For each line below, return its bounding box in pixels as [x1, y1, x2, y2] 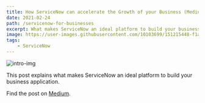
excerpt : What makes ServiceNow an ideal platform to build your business [6, 26, 201, 32]
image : [6, 32, 23, 38]
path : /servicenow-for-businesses [6, 20, 95, 26]
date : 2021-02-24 [6, 15, 51, 21]
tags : [6, 37, 20, 43]
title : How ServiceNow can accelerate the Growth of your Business [6, 9, 182, 15]
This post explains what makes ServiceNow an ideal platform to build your [6, 71, 193, 79]
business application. [6, 77, 60, 85]
